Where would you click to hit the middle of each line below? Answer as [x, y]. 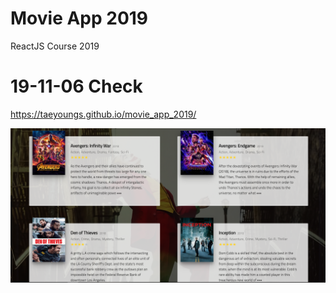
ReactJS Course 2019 [55, 46]
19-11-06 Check [76, 86]
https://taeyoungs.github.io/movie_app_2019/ [103, 114]
